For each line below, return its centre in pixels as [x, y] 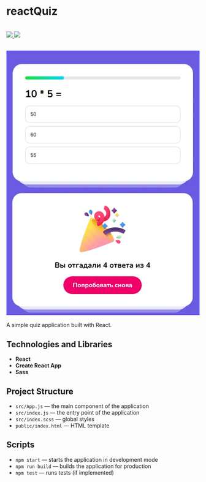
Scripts [21, 445]
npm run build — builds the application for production [83, 466]
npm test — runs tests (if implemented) [65, 472]
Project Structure [40, 391]
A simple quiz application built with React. [59, 325]
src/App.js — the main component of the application [82, 406]
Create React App [38, 366]
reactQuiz [32, 11]
